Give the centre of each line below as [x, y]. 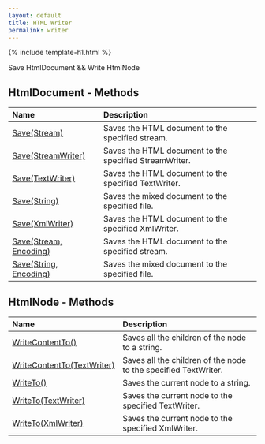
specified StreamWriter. [147, 161]
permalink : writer [38, 30]
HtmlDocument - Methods [74, 93]
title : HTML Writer [40, 23]
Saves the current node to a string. [187, 383]
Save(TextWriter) [44, 178]
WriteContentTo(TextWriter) [64, 365]
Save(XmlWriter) [43, 224]
